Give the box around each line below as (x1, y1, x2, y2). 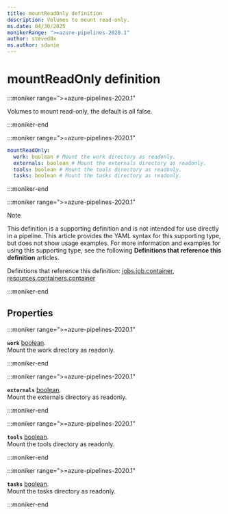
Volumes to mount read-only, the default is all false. (7, 107, 153, 115)
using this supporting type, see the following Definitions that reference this (7, 246, 222, 255)
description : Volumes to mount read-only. (7, 16, 130, 23)
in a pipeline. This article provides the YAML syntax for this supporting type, (7, 232, 221, 240)
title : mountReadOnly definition (7, 10, 103, 17)
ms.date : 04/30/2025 (7, 23, 66, 29)
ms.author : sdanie (7, 42, 60, 49)
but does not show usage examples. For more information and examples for (7, 239, 220, 247)
